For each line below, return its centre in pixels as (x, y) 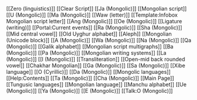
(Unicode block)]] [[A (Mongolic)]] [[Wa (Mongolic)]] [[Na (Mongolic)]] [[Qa (99, 40)
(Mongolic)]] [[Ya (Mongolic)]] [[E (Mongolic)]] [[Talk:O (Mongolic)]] (90, 91)
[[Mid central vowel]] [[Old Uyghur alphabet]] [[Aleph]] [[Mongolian (89, 34)
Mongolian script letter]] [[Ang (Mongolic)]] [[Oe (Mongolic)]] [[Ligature (94, 21)
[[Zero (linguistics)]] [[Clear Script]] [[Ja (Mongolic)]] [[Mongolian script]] (96, 9)
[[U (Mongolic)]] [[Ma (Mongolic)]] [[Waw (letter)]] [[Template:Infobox (92, 15)
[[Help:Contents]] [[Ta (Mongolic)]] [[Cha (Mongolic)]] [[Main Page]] (90, 78)
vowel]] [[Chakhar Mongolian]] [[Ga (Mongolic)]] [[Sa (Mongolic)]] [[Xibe (96, 65)
